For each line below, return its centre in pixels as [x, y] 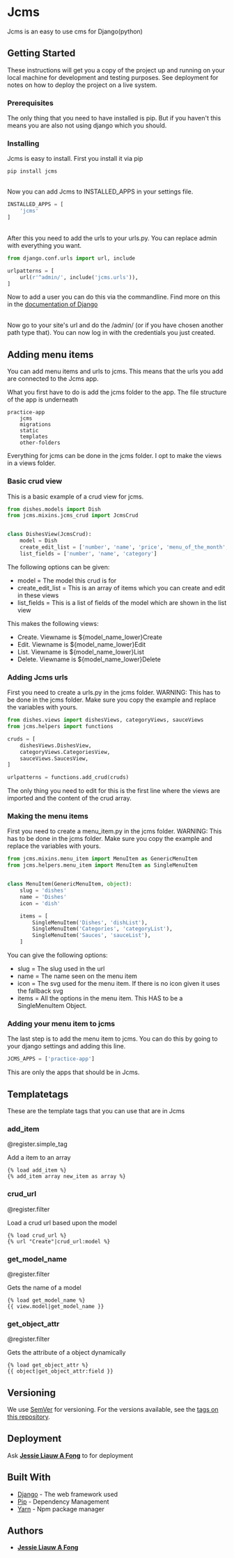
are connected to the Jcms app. [53, 379]
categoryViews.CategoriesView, [65, 752]
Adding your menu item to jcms [61, 1023]
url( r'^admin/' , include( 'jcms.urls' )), [79, 277]
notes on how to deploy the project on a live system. [82, 85]
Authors [25, 1531]
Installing [23, 143]
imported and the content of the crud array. [69, 798]
